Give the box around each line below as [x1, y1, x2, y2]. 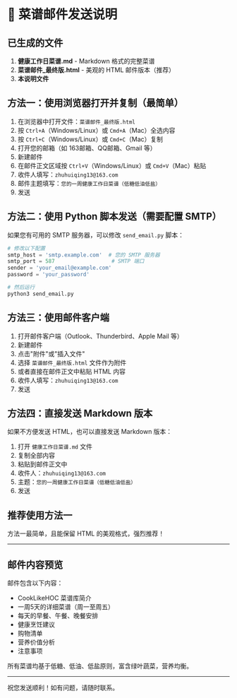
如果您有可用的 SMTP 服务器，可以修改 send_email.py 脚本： [7, 230, 185, 239]
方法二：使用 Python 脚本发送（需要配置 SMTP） [7, 211, 222, 223]
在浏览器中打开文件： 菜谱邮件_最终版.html [17, 117, 135, 126]
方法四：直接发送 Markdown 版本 [7, 407, 153, 419]
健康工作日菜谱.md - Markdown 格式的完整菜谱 [17, 57, 155, 65]
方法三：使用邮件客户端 [7, 312, 109, 324]
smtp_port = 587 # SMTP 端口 [7, 258, 145, 265]
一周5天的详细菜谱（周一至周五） [17, 603, 115, 611]
